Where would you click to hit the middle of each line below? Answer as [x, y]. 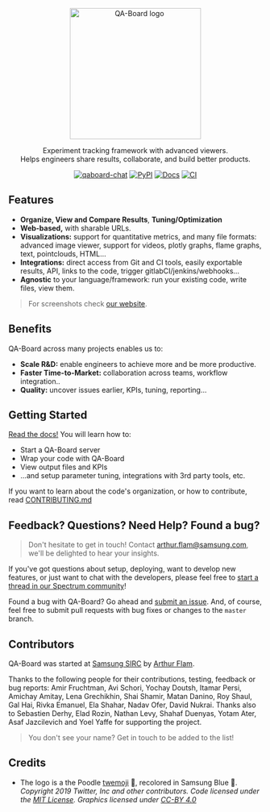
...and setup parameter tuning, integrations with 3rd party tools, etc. [133, 476]
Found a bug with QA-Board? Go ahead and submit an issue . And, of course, [135, 602]
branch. [21, 619]
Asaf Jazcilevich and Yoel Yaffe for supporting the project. [105, 722]
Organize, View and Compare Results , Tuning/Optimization [121, 219]
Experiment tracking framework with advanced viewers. [135, 150]
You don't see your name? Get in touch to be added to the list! [131, 738]
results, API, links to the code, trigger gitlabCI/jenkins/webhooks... [130, 271]
